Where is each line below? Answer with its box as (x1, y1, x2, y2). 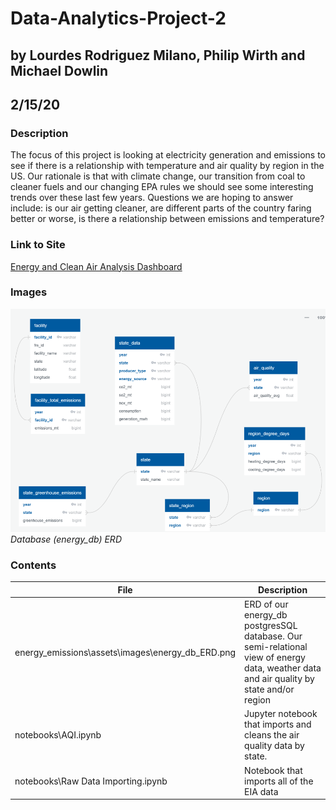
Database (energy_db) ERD (10, 533, 122, 546)
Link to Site (10, 238, 66, 252)
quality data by (244, 740, 305, 752)
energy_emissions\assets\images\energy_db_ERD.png (14, 646, 237, 658)
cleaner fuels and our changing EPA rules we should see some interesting (10, 181, 314, 193)
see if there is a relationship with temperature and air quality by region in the (10, 160, 325, 172)
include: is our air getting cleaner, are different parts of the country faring (10, 202, 312, 214)
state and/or (244, 683, 295, 696)
